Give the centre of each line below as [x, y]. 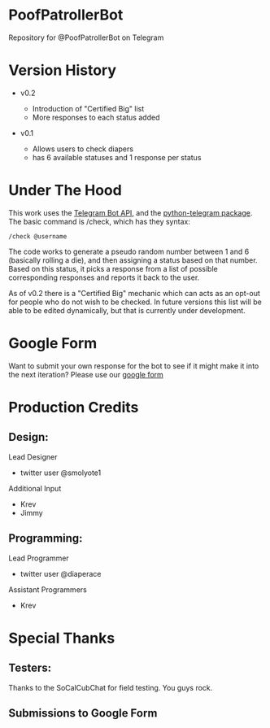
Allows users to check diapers [83, 149]
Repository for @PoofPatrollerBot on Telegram [86, 37]
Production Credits [74, 407]
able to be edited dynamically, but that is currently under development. [127, 310]
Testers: [30, 668]
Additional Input [35, 488]
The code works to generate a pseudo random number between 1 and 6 [129, 251]
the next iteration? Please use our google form [86, 374]
